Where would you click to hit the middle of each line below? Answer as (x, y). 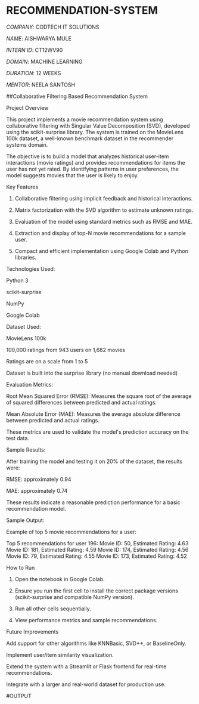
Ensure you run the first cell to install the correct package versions (97, 591)
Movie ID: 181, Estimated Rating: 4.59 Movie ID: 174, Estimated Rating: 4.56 (97, 549)
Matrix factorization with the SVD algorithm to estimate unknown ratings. (104, 210)
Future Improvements (32, 632)
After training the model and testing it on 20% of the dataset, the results (94, 461)
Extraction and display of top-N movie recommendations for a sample (100, 233)
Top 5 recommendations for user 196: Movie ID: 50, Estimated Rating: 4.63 (97, 543)
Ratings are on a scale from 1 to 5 (47, 361)
